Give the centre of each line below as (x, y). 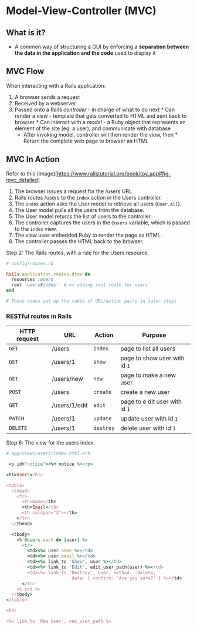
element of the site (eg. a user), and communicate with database (93, 128)
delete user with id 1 (148, 428)
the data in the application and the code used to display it (85, 53)
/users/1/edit (70, 406)
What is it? (26, 33)
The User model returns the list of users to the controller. (83, 216)
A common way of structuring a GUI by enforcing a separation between (102, 47)
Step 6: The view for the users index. (51, 443)
